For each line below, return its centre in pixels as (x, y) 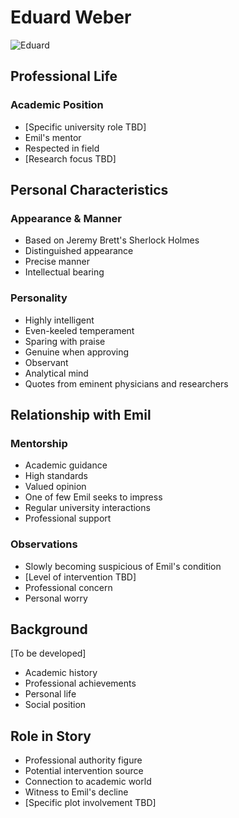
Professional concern (68, 587)
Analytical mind (56, 373)
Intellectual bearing (64, 272)
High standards (56, 476)
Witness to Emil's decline (76, 792)
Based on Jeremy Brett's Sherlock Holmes (112, 240)
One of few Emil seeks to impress (93, 497)
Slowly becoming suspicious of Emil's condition (123, 566)
